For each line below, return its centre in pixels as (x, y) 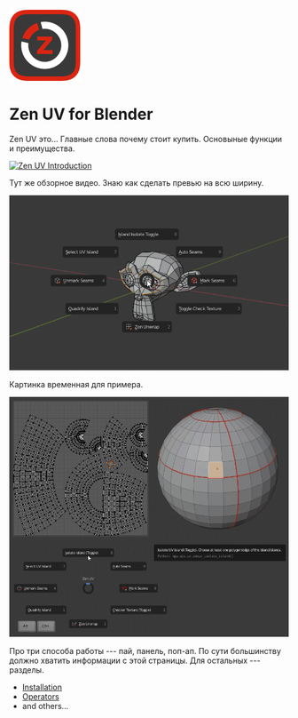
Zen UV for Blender (81, 114)
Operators (40, 696)
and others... (45, 706)
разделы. (27, 670)
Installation (42, 687)
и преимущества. (42, 148)
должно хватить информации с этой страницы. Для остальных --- (135, 660)
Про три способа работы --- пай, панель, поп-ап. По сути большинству (145, 650)
